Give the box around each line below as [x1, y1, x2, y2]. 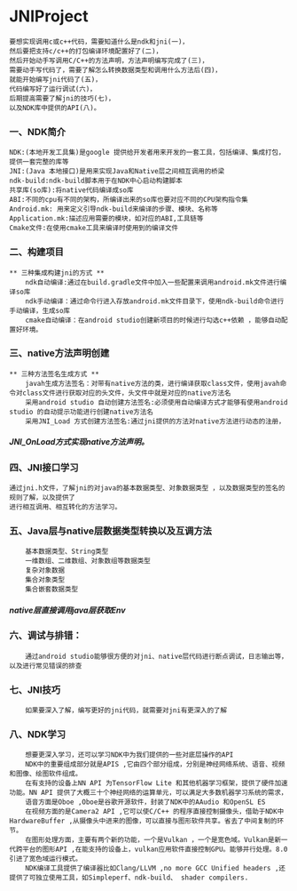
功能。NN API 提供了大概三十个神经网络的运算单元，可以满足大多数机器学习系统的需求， [9, 789, 288, 798]
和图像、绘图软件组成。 [9, 769, 82, 779]
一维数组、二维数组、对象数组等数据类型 [25, 557, 151, 566]
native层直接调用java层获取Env [9, 605, 126, 615]
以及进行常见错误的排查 [9, 661, 82, 670]
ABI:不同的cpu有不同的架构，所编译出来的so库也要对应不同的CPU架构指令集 [9, 196, 248, 205]
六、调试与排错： [9, 630, 82, 642]
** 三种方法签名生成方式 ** [9, 369, 99, 379]
